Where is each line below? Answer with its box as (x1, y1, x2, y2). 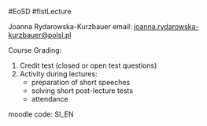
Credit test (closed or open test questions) (19, 61, 157, 70)
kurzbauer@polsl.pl (8, 31, 72, 39)
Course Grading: (8, 46, 62, 54)
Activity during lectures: (19, 69, 98, 78)
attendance (31, 94, 68, 103)
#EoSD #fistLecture (8, 7, 72, 16)
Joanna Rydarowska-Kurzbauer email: (8, 22, 132, 31)
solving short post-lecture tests (31, 86, 134, 95)
